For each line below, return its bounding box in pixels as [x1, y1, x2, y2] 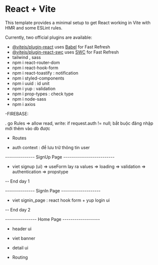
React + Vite [5, 3, 56, 15]
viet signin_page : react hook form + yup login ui [12, 197, 110, 203]
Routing [12, 254, 28, 260]
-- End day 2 [5, 207, 31, 212]
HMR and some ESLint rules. [5, 25, 63, 30]
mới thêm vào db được [5, 125, 50, 131]
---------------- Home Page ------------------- [5, 216, 100, 222]
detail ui [12, 244, 28, 251]
